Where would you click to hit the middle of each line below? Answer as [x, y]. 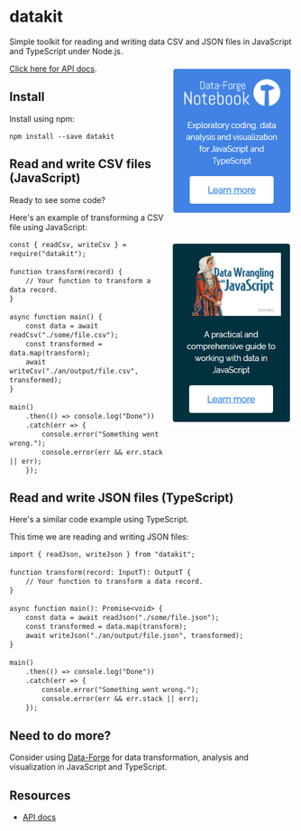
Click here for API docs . [53, 69]
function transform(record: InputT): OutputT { [100, 573]
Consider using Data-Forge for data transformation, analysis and [129, 757]
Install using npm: [42, 118]
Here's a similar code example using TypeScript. [99, 520]
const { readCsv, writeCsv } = [68, 245]
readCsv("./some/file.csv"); [64, 335]
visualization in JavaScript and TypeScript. [88, 767]
